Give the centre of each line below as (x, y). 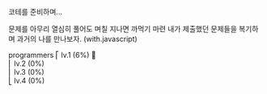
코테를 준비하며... (36, 12)
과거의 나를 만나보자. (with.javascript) (77, 39)
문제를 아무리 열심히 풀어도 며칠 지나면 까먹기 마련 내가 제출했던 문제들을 (123, 29)
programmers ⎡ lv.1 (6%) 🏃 (52, 55)
